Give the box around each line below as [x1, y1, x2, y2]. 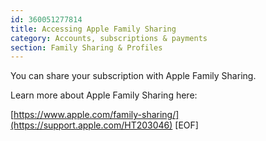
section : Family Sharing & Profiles [10, 42, 163, 53]
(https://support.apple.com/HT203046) [10, 119, 173, 131]
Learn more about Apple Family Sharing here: [10, 89, 198, 101]
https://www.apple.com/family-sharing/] [13, 109, 180, 121]
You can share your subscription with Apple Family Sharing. [10, 70, 257, 82]
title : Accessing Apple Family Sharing [10, 24, 177, 34]
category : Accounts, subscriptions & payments [10, 33, 208, 43]
